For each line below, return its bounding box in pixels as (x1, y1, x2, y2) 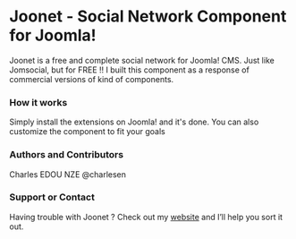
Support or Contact (9, 191, 96, 203)
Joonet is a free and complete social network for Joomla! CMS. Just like (9, 55, 275, 65)
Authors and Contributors (9, 149, 123, 161)
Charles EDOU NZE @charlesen (9, 168, 127, 180)
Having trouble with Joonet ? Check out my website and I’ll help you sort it (9, 211, 283, 222)
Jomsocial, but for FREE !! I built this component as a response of (9, 64, 250, 75)
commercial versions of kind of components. (9, 73, 174, 84)
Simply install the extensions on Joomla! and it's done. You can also (9, 116, 259, 127)
